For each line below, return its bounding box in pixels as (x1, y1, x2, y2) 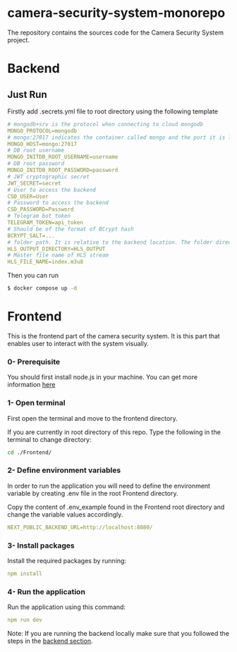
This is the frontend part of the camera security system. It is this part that (7, 332, 220, 340)
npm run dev (7, 617, 42, 624)
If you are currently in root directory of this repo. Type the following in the (7, 428, 221, 436)
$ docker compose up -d (7, 285, 78, 292)
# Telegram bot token (7, 213, 71, 220)
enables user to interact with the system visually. (7, 340, 150, 347)
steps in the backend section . (7, 636, 93, 645)
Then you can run (7, 271, 59, 280)
